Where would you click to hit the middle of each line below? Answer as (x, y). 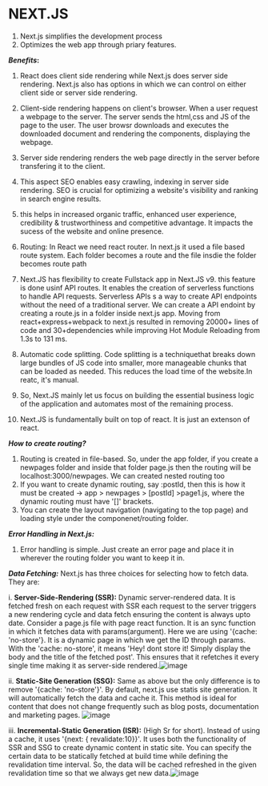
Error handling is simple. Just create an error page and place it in (127, 549)
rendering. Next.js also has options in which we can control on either (133, 84)
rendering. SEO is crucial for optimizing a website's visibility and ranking (139, 190)
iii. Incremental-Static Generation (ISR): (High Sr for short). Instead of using (134, 730)
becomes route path (53, 263)
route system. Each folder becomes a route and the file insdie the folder (138, 255)
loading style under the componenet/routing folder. (104, 518)
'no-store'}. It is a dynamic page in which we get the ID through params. (127, 640)
